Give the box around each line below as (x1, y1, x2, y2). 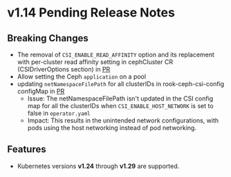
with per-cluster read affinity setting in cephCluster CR (17, 58, 174, 66)
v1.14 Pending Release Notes (7, 5, 175, 21)
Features (7, 143, 46, 156)
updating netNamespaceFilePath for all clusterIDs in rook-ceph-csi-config (17, 80, 225, 87)
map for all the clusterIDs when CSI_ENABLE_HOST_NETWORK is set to (27, 102, 214, 110)
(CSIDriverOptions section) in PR (17, 65, 111, 73)
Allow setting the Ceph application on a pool (17, 72, 147, 81)
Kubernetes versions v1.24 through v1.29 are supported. (17, 162, 180, 170)
